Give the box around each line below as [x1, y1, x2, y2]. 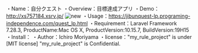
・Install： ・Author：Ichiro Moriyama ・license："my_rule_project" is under [6, 34, 192, 40]
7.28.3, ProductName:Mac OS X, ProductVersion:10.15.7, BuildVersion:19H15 [6, 26, 189, 34]
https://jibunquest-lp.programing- [108, 12, 191, 19]
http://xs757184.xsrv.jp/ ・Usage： [6, 12, 109, 19]
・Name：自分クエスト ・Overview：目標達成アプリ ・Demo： [6, 5, 160, 12]
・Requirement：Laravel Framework [89, 20, 177, 26]
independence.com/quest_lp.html [6, 20, 88, 26]
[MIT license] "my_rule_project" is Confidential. [6, 40, 121, 47]
